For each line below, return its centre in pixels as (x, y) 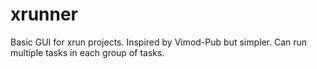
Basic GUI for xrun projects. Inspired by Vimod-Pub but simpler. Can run (159, 42)
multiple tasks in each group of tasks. (87, 52)
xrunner (44, 14)
